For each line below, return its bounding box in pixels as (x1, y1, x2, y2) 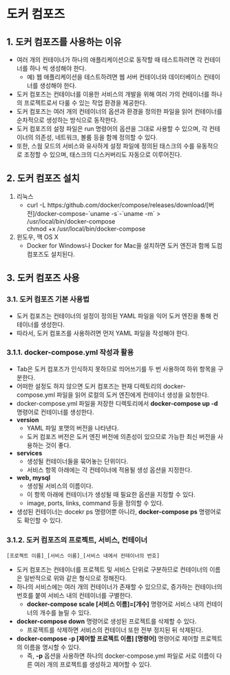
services (16, 449, 43, 457)
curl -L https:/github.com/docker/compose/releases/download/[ (26, 201, 209, 209)
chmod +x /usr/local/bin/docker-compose (26, 224, 146, 233)
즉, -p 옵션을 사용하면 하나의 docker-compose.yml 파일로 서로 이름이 (26, 652, 215, 660)
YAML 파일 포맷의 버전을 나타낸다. (26, 424, 119, 432)
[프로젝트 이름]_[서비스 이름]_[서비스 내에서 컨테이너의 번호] (6, 553, 160, 560)
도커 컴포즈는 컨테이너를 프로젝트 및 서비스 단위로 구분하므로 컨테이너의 (16, 565, 208, 574)
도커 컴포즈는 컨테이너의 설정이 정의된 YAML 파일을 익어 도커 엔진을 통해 (16, 311, 211, 320)
